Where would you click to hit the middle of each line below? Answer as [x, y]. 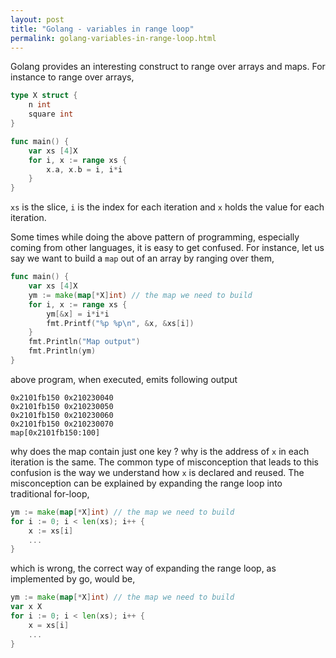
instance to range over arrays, [72, 77]
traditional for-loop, [50, 493]
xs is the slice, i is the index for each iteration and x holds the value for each [167, 207]
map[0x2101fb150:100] [55, 432]
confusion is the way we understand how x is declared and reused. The [157, 472]
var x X [26, 607]
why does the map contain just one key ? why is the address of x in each [160, 451]
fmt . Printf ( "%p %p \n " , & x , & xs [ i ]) [120, 323]
